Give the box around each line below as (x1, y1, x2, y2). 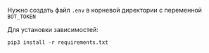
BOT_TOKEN (7, 13, 37, 20)
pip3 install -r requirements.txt (7, 39, 109, 46)
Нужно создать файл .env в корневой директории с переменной (7, 6, 203, 14)
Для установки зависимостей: (7, 26, 99, 33)
